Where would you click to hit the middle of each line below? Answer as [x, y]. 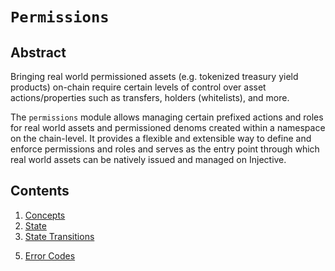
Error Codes [50, 255]
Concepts [45, 215]
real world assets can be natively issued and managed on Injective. [148, 159]
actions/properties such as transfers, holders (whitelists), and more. [150, 97]
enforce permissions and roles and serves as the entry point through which [165, 149]
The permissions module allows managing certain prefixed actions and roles [167, 117]
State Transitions [59, 236]
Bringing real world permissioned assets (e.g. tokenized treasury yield [154, 76]
